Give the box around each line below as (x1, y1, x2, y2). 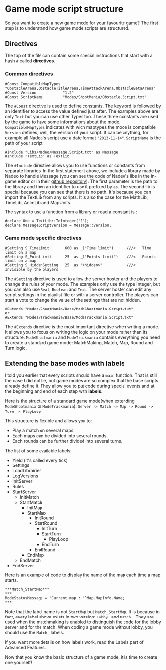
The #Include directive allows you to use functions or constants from (5, 162, 145, 169)
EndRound (34, 547, 56, 553)
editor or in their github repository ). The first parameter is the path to (17, 178, 158, 184)
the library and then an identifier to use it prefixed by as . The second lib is (5, 184, 155, 190)
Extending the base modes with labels (5, 359, 125, 367)
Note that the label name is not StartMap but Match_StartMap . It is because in (5, 609, 160, 615)
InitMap (27, 505, 43, 511)
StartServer (12, 489, 36, 495)
